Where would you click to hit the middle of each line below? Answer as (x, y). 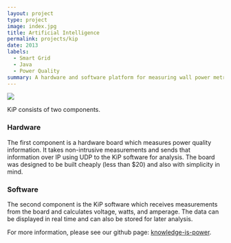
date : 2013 (23, 45)
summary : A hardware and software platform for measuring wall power (109, 77)
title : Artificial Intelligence (53, 33)
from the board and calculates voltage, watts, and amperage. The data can (113, 211)
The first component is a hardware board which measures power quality (109, 142)
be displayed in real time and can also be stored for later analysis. (100, 219)
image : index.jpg (32, 26)
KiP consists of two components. (54, 110)
